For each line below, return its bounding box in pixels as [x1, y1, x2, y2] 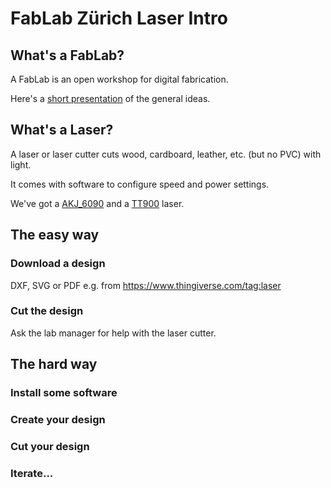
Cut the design [10, 304, 84, 318]
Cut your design [10, 439, 90, 453]
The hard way [10, 356, 98, 373]
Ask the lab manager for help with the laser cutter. [10, 327, 217, 339]
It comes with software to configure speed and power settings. [10, 178, 270, 190]
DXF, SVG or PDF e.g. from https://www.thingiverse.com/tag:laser [10, 279, 282, 291]
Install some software [10, 386, 118, 400]
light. [10, 158, 32, 171]
